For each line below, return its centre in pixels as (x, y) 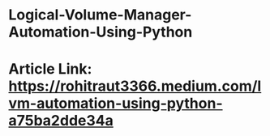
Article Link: (50, 69)
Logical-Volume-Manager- (100, 15)
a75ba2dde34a (61, 121)
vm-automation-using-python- (116, 104)
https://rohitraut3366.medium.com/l (135, 86)
